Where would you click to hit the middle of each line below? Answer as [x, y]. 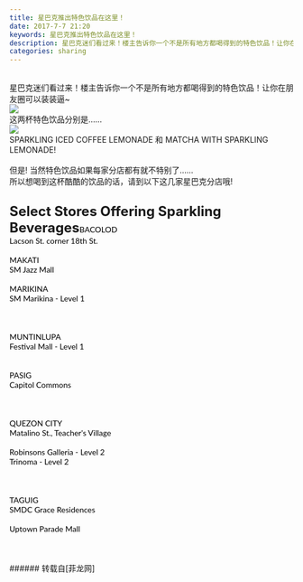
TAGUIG [24, 500]
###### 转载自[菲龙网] [52, 568]
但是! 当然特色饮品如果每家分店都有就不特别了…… [101, 170]
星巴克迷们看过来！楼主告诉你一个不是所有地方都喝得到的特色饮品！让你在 [147, 88]
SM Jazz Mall [32, 270]
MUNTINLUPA [35, 337]
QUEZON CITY [36, 423]
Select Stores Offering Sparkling [115, 211]
